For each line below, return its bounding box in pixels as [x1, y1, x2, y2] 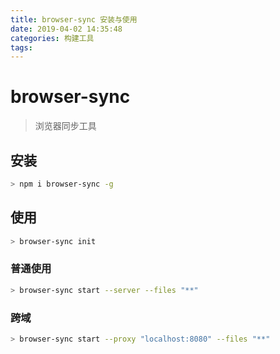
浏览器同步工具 [34, 120, 97, 132]
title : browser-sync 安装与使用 [10, 14, 138, 25]
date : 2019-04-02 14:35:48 [10, 24, 123, 34]
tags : [10, 42, 33, 53]
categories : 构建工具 [10, 33, 95, 43]
